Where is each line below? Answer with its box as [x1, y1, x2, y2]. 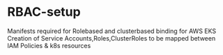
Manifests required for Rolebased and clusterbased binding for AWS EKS [7, 27, 217, 35]
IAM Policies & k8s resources [7, 41, 91, 49]
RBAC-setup [7, 4, 82, 20]
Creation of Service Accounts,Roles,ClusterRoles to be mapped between [7, 34, 216, 42]
